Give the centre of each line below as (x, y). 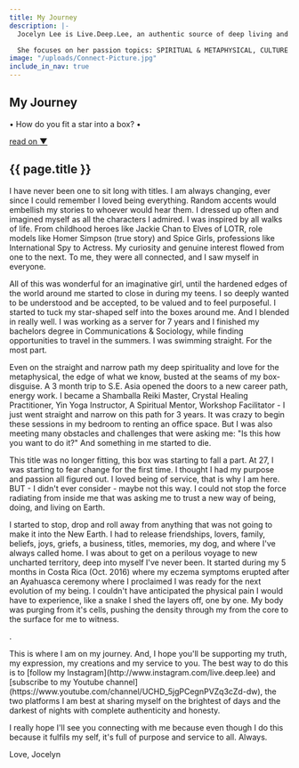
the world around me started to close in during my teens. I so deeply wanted (149, 293)
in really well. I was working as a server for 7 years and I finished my (134, 321)
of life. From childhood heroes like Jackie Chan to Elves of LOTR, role (136, 229)
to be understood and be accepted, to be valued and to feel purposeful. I (142, 303)
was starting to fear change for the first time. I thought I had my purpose (141, 469)
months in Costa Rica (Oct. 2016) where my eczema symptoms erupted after (149, 571)
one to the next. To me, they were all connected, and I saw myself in (134, 257)
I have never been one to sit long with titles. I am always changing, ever (140, 190)
